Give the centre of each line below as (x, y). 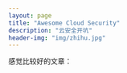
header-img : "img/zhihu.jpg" (57, 38)
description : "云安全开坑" (50, 30)
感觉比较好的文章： (40, 61)
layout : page (30, 15)
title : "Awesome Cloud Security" (64, 23)
